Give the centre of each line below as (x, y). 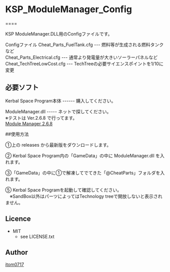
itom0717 (15, 264)
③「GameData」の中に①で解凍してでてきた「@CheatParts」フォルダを (83, 173)
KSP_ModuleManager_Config (69, 9)
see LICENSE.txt (37, 236)
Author (16, 252)
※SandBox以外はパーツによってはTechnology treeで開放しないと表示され (86, 196)
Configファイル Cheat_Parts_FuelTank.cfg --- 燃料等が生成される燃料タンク (84, 45)
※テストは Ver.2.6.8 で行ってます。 (41, 118)
